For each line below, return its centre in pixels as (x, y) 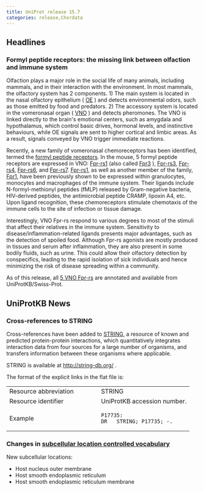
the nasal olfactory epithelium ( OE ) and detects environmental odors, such (101, 100)
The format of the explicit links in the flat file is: (65, 377)
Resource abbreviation (42, 391)
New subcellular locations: (40, 457)
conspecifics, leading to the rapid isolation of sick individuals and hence (97, 260)
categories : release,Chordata (45, 18)
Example (22, 418)
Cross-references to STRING (50, 320)
